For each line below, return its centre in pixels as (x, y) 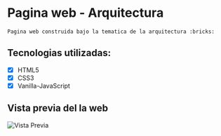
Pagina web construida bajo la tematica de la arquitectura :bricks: (111, 32)
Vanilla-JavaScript (43, 86)
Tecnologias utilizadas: (59, 53)
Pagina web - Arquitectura (86, 13)
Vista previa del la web (58, 108)
